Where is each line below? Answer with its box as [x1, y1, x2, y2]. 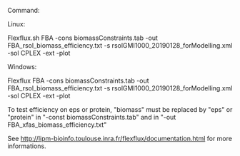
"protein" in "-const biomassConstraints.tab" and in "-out [7, 113, 176, 121]
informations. [7, 142, 46, 150]
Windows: [7, 63, 37, 71]
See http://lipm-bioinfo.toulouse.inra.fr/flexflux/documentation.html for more [7, 135, 232, 142]
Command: [7, 6, 40, 14]
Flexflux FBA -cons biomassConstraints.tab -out [7, 76, 149, 85]
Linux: [7, 20, 26, 28]
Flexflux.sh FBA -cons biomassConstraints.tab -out [7, 33, 159, 42]
